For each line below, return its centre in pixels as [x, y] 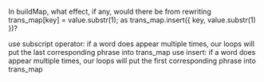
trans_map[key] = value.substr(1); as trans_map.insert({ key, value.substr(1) [132, 20]
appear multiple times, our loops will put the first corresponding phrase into [132, 61]
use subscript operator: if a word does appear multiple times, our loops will [132, 44]
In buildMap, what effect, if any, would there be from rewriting [110, 12]
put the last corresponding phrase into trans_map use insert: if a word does [132, 52]
